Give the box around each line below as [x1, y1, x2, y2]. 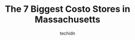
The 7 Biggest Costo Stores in [4, 3, 130, 15]
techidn [59, 30, 75, 36]
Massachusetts [34, 14, 100, 25]
